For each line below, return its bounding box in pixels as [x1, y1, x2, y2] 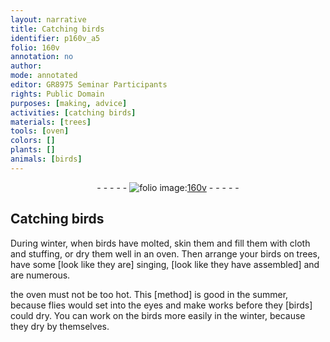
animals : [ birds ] [10, 154, 83, 164]
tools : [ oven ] [10, 126, 70, 136]
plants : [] [10, 145, 56, 155]
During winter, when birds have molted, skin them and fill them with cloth [10, 237, 311, 249]
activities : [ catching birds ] [10, 107, 137, 118]
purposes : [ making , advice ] [10, 98, 128, 108]
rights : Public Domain [10, 89, 105, 99]
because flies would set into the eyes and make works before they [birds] [10, 299, 313, 311]
